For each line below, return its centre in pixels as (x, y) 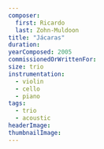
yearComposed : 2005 (40, 52)
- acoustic (33, 118)
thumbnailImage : (35, 132)
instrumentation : (37, 74)
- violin (30, 81)
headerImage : (30, 125)
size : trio (26, 67)
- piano (28, 96)
